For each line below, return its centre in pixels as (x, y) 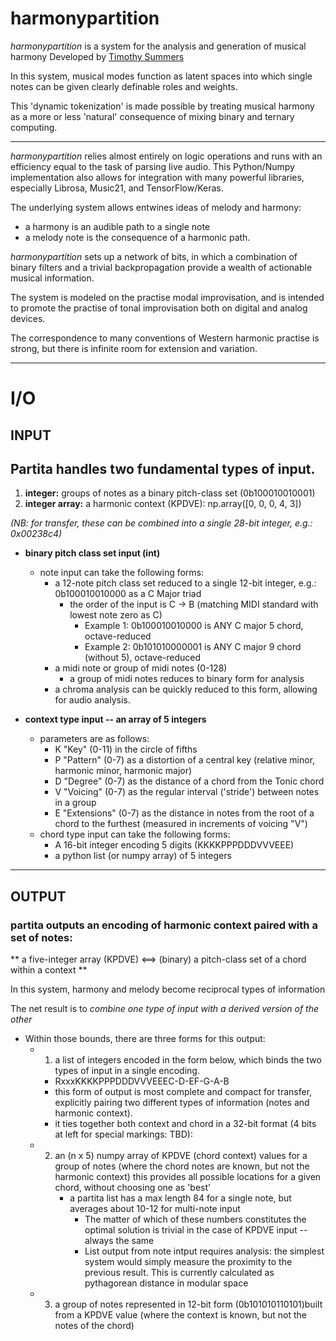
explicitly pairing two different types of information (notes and (182, 1103)
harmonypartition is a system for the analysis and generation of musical (158, 46)
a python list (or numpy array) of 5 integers (143, 856)
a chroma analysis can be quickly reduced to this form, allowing (186, 689)
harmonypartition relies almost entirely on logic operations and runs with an (166, 156)
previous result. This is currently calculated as (179, 1273)
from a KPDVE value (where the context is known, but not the (180, 1315)
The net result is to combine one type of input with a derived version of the (165, 1009)
